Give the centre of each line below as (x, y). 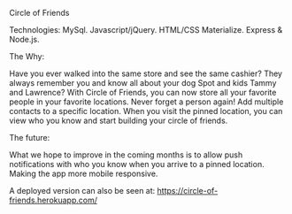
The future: (30, 138)
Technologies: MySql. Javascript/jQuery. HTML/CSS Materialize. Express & (146, 30)
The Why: (27, 56)
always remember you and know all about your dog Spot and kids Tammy (143, 83)
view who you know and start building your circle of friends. (119, 120)
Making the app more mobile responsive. (84, 173)
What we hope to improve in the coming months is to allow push (126, 155)
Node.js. (24, 39)
